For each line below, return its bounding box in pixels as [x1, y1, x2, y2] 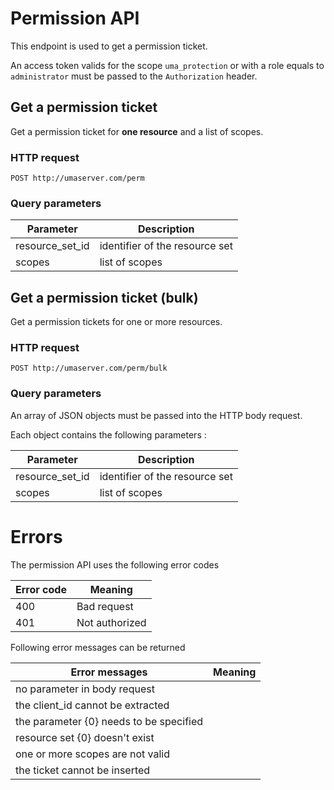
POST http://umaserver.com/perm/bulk [10, 363, 168, 374]
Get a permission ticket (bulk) [10, 289, 199, 306]
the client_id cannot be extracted [15, 698, 170, 712]
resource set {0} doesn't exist [15, 730, 155, 744]
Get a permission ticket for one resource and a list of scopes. [10, 125, 264, 137]
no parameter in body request [15, 682, 155, 696]
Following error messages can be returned [10, 641, 186, 653]
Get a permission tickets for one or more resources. [10, 316, 223, 328]
